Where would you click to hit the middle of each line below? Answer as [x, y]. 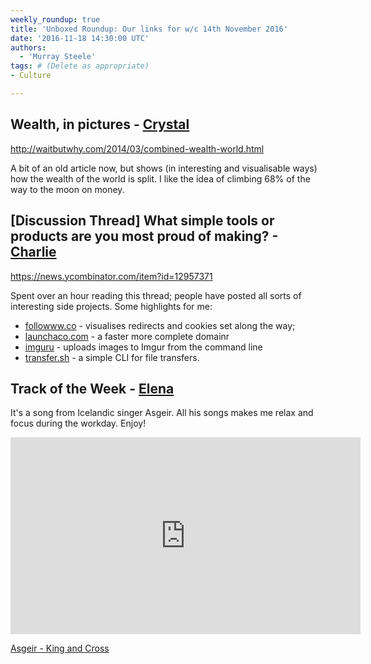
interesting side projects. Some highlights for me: [111, 306]
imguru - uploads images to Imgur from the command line [143, 347]
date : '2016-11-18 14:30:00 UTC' [80, 38]
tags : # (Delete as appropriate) [80, 66]
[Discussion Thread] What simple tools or [142, 221]
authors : [28, 47]
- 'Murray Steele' [58, 57]
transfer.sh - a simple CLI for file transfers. [112, 357]
